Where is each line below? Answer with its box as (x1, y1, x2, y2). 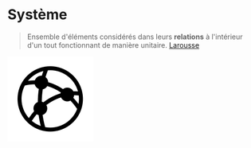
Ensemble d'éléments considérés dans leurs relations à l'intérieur (26, 32, 244, 41)
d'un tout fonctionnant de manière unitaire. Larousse (26, 40, 200, 49)
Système (7, 6, 68, 24)
